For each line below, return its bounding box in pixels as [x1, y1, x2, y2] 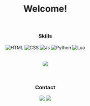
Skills [38, 32, 52, 40]
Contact [35, 84, 55, 91]
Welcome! [23, 3, 68, 15]
